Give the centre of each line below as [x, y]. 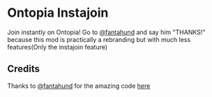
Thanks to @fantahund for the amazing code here [79, 86]
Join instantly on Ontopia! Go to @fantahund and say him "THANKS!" [106, 32]
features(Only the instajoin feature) [58, 47]
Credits [24, 69]
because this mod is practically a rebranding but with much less [99, 39]
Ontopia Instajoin [58, 13]
